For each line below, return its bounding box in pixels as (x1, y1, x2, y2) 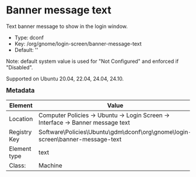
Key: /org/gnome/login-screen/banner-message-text (14, 40, 142, 47)
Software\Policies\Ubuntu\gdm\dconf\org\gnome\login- (38, 128, 192, 136)
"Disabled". (6, 63, 33, 70)
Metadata (6, 86, 35, 94)
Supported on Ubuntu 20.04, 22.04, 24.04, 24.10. (6, 75, 124, 82)
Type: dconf (14, 34, 44, 41)
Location (9, 115, 33, 123)
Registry (9, 128, 32, 136)
